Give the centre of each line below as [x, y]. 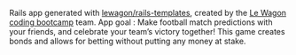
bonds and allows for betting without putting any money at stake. [128, 41]
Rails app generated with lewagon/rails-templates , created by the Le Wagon [148, 13]
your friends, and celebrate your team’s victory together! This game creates [147, 31]
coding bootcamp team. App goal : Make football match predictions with [141, 22]
